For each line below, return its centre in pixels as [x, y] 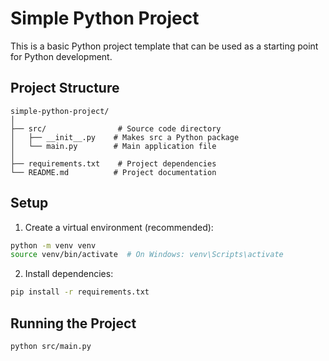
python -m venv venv [53, 245]
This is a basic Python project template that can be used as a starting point [164, 46]
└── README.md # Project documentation [113, 172]
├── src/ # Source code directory [116, 128]
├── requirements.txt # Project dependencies [113, 163]
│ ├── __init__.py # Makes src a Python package [125, 137]
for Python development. [61, 56]
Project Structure [65, 88]
